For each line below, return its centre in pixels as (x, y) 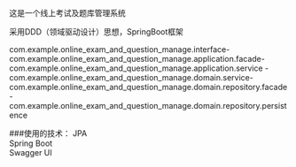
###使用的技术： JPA (48, 133)
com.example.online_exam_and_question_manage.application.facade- (137, 59)
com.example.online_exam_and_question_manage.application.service (136, 68)
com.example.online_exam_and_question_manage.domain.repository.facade (148, 87)
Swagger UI (31, 152)
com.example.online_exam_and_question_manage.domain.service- (132, 77)
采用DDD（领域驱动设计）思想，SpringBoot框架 (97, 32)
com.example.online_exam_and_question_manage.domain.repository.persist (148, 106)
